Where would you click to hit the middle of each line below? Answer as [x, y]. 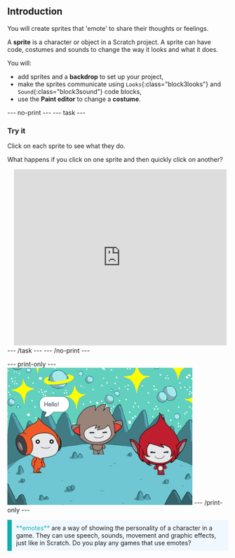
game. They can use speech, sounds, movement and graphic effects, [116, 536]
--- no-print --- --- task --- [46, 112]
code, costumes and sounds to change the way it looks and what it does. [113, 49]
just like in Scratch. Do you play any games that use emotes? [104, 543]
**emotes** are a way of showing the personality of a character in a [114, 528]
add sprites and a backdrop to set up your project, [90, 76]
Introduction [35, 12]
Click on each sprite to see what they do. [67, 146]
